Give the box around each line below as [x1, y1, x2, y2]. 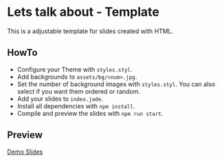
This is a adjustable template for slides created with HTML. [7, 27, 174, 35]
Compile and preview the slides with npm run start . [16, 109, 164, 117]
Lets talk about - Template [7, 4, 159, 20]
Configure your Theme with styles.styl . [16, 65, 133, 73]
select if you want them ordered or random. [16, 87, 141, 95]
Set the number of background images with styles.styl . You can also [16, 80, 215, 88]
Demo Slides [7, 148, 43, 156]
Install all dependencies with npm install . [16, 101, 135, 110]
